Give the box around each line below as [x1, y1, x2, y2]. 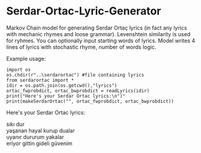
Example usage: [6, 55, 46, 62]
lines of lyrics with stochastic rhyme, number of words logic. [6, 43, 157, 51]
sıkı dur [6, 120, 25, 128]
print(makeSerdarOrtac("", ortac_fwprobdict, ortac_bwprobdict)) [6, 98, 174, 104]
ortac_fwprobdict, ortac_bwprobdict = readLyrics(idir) [6, 87, 150, 94]
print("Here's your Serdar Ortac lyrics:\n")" [6, 93, 126, 99]
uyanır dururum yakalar [6, 133, 65, 140]
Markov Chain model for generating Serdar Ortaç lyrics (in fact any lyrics [6, 24, 187, 31]
